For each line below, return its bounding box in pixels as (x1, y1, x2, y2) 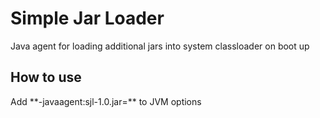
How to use (10, 69, 82, 86)
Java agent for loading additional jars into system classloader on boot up (10, 40, 310, 52)
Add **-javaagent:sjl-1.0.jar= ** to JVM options (10, 95, 202, 107)
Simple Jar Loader (10, 7, 165, 30)
